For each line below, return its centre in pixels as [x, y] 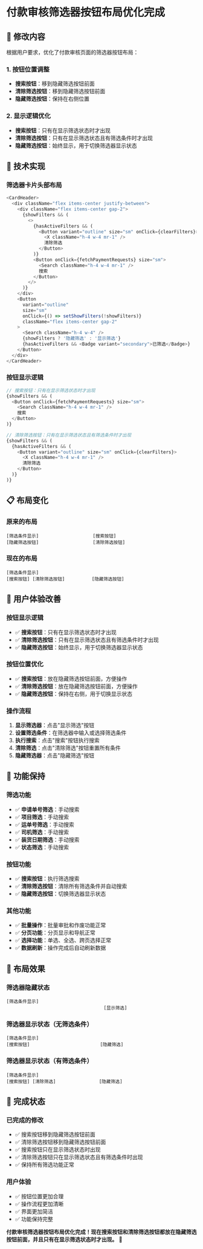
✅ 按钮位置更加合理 [39, 1196]
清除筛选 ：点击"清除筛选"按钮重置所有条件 [68, 748]
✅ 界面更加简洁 [34, 1211]
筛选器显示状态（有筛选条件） [50, 1061]
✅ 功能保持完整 [34, 1219]
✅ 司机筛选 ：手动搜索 [42, 832]
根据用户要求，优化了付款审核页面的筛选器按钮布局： [72, 52]
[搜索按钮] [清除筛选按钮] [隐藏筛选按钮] [65, 579]
